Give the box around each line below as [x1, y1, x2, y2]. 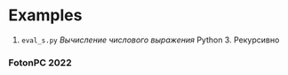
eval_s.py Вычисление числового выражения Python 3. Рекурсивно [20, 34, 280, 45]
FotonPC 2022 [8, 56, 72, 69]
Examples [8, 5, 83, 26]
